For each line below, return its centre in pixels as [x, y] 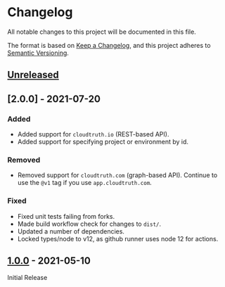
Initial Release [27, 278]
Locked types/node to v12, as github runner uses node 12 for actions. [118, 238]
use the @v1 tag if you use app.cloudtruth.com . [85, 183]
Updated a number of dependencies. [71, 231]
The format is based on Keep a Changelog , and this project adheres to [109, 45]
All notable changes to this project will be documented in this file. [102, 32]
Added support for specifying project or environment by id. [103, 142]
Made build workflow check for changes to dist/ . [89, 224]
